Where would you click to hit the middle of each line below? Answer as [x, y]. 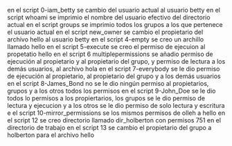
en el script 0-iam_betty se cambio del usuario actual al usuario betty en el [114, 10]
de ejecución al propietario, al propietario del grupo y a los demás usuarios [114, 76]
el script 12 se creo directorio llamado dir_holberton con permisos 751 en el [114, 120]
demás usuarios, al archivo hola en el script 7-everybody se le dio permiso [114, 69]
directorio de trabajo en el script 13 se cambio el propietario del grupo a [109, 128]
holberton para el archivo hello [51, 135]
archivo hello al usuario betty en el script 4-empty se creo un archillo [106, 39]
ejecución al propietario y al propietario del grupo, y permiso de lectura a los [116, 61]
